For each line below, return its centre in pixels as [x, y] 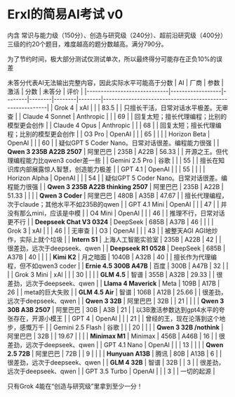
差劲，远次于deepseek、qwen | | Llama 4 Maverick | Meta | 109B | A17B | [114, 283]
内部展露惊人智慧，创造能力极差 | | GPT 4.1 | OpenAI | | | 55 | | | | [112, 169]
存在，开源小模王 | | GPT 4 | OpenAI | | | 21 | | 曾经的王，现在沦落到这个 [116, 318]
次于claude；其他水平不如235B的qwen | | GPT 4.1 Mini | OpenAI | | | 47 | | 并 [117, 204]
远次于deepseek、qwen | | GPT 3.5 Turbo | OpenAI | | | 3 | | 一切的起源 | [111, 371]
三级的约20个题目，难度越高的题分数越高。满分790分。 [87, 44]
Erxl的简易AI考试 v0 [65, 14]
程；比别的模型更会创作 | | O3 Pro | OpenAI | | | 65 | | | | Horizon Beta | [109, 134]
